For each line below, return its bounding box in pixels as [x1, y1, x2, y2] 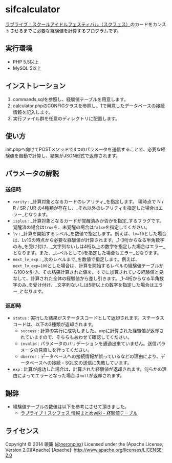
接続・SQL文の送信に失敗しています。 [51, 360, 132, 366]
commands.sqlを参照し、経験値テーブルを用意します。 [12, 96, 128, 102]
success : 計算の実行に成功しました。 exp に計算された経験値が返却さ [20, 328, 164, 334]
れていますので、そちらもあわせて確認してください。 [20, 334, 132, 340]
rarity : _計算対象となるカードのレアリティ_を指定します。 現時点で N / [12, 198, 164, 205]
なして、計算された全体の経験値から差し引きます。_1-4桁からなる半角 [12, 275, 160, 281]
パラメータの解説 [5, 169, 59, 178]
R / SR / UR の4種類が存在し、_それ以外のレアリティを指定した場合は [12, 205, 159, 211]
